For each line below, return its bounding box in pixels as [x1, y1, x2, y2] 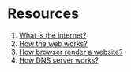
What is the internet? [18, 31, 87, 40]
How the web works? [18, 38, 88, 48]
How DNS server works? [18, 56, 99, 65]
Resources [7, 5, 80, 23]
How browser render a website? [18, 47, 123, 56]
